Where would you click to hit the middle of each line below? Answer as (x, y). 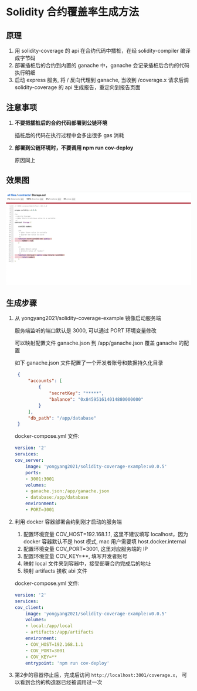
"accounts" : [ (45, 381)
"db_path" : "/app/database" (62, 418)
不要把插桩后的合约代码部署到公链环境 (61, 122)
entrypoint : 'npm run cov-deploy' (67, 663)
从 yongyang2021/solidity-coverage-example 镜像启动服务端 (88, 318)
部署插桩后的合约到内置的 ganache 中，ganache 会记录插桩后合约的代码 (102, 65)
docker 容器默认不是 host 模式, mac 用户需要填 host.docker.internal (105, 541)
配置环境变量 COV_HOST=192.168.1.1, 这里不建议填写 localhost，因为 (106, 534)
